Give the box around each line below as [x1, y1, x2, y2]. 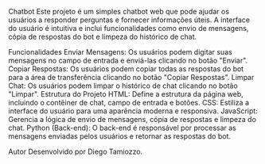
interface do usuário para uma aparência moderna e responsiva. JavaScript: [8, 106, 259, 116]
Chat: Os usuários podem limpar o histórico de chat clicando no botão [8, 81, 239, 90]
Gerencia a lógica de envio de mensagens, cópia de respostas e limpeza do [8, 115, 257, 124]
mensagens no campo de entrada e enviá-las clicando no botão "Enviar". [8, 55, 248, 65]
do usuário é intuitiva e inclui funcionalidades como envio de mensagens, [8, 24, 249, 32]
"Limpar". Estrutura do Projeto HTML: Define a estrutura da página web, [8, 90, 244, 98]
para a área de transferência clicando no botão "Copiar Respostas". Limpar [8, 73, 255, 82]
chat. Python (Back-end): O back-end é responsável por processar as [8, 123, 237, 132]
